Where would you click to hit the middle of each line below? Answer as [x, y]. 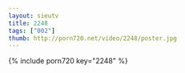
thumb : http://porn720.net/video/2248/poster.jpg [93, 38]
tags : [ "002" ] [32, 30]
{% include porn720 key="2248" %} [68, 61]
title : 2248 [28, 23]
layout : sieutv [34, 16]
